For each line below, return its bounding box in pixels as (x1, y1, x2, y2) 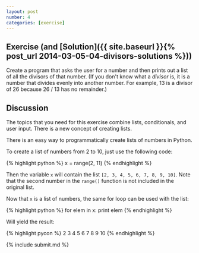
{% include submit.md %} (6, 241, 70, 248)
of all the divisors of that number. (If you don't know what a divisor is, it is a (6, 73, 190, 80)
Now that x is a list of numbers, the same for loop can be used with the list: (6, 195, 189, 202)
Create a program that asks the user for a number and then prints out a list (6, 67, 188, 74)
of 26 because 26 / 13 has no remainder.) (6, 86, 107, 93)
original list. (6, 184, 34, 191)
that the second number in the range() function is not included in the (6, 178, 174, 184)
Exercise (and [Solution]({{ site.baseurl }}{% (6, 42, 175, 52)
